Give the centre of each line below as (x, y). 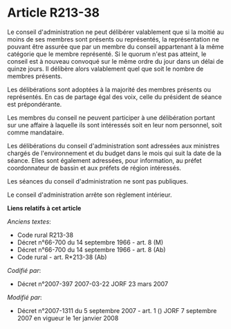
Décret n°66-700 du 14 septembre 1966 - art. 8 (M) (90, 242)
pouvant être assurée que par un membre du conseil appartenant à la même (115, 46)
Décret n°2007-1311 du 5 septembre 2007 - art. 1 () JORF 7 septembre (117, 310)
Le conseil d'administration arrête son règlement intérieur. (90, 195)
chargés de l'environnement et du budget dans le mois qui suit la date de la (114, 153)
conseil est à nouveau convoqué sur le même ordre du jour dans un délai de (115, 61)
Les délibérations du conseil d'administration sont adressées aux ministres (113, 145)
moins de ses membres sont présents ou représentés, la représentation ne (113, 39)
